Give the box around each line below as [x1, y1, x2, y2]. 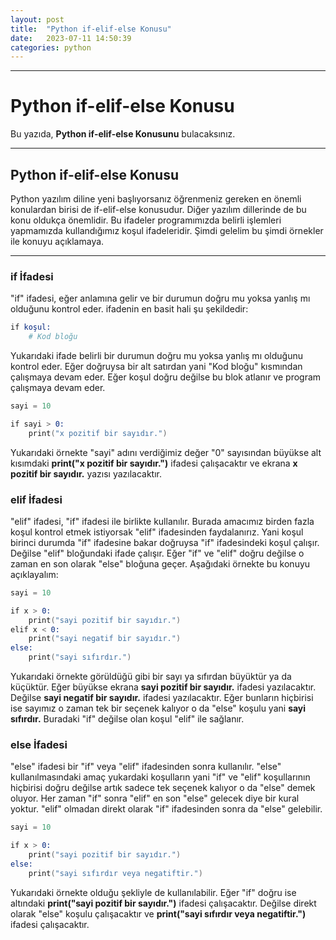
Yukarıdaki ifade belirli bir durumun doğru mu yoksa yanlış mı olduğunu [10, 350, 304, 362]
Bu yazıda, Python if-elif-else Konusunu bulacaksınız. [10, 128, 236, 140]
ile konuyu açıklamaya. [10, 236, 105, 247]
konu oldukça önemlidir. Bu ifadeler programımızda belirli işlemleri [10, 214, 282, 226]
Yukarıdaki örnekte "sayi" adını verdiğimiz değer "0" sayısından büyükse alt [10, 446, 322, 458]
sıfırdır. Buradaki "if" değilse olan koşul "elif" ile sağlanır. [10, 713, 245, 725]
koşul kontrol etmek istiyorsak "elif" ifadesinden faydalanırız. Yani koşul [10, 526, 304, 538]
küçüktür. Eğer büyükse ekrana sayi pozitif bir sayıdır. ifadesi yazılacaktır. [10, 681, 317, 693]
